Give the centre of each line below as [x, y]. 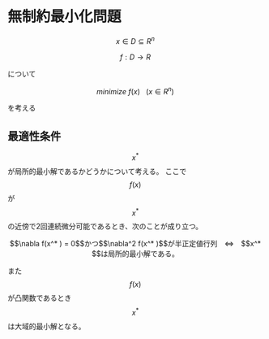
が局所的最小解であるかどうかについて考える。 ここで [97, 171]
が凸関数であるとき [40, 298]
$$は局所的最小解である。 [135, 254]
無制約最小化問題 [65, 17]
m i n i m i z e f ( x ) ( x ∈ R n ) [135, 90]
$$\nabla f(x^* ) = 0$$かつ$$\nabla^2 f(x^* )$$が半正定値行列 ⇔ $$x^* [135, 244]
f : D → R [135, 57]
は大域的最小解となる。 [47, 327]
